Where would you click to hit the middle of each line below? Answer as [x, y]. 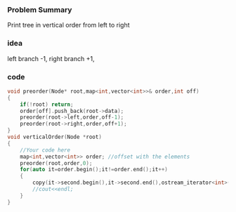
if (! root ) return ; [47, 104]
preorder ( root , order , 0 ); [56, 163]
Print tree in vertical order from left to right [68, 25]
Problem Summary [40, 10]
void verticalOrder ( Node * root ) [54, 137]
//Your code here [45, 150]
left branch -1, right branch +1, [51, 58]
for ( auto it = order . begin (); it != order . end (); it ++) [94, 170]
